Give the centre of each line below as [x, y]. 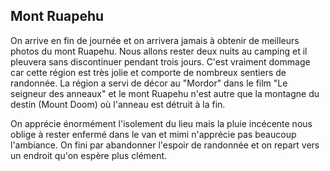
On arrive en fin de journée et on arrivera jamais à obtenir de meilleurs [155, 40]
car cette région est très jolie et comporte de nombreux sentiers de [148, 72]
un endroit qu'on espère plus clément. [89, 155]
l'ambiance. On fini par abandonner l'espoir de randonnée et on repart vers [165, 145]
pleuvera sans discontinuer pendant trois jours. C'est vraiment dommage [160, 61]
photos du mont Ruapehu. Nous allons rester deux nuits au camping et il [159, 51]
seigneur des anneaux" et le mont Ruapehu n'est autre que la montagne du [165, 93]
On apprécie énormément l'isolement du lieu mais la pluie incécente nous [161, 123]
